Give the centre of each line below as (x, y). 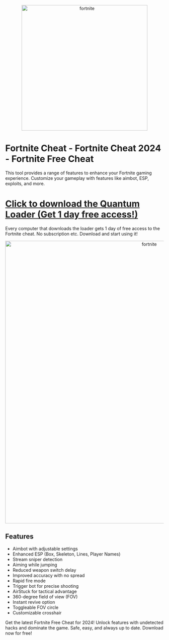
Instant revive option (34, 602)
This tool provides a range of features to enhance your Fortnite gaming (78, 173)
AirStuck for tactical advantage (45, 591)
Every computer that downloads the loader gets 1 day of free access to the (82, 228)
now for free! (19, 633)
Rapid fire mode (29, 581)
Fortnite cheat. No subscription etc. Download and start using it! (72, 234)
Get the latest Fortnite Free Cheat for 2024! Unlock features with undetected (84, 622)
